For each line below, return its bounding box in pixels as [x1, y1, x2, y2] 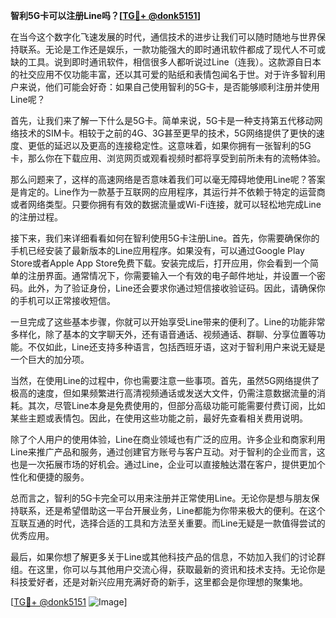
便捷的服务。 [36, 471, 90, 483]
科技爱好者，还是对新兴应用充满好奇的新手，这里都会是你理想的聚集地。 [10, 576, 308, 588]
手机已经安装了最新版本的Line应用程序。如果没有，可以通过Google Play [10, 245, 305, 256]
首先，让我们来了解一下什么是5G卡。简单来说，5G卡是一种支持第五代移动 [10, 115, 315, 126]
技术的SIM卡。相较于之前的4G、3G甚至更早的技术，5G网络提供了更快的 [18, 127, 317, 139]
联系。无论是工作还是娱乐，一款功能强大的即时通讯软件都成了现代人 [18, 44, 300, 55]
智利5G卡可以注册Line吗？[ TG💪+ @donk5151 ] [10, 10, 201, 21]
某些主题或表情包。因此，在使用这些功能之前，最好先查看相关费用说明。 [10, 412, 308, 424]
